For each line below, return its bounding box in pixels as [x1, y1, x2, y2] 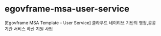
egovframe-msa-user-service [4, 3, 130, 14]
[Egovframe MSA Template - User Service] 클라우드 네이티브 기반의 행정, [4, 20, 148, 25]
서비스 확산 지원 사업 [13, 25, 53, 32]
